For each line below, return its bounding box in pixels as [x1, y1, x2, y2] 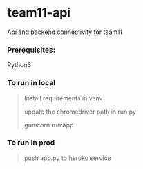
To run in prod [7, 138, 55, 148]
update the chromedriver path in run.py [23, 107, 137, 116]
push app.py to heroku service [23, 154, 112, 162]
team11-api [7, 5, 71, 21]
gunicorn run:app [23, 121, 74, 129]
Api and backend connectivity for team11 [7, 28, 123, 36]
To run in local [7, 78, 56, 88]
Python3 [7, 61, 32, 69]
